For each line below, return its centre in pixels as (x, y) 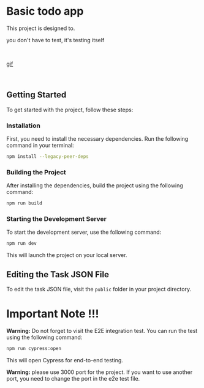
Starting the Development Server (57, 219)
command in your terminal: (40, 146)
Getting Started (36, 95)
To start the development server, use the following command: (84, 232)
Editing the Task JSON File (58, 274)
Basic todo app (45, 11)
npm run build (25, 203)
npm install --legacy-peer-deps (47, 157)
